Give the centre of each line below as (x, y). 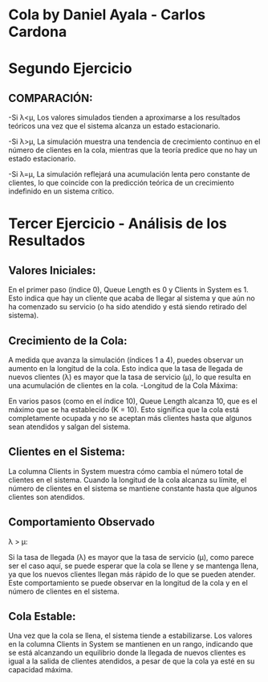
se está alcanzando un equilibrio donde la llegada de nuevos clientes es (127, 653)
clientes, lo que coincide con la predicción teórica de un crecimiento (121, 183)
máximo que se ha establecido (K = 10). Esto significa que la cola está (124, 410)
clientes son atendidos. (47, 496)
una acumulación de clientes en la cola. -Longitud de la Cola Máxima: (123, 386)
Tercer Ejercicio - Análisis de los (118, 224)
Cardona (38, 32)
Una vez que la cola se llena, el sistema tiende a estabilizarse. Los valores (130, 635)
